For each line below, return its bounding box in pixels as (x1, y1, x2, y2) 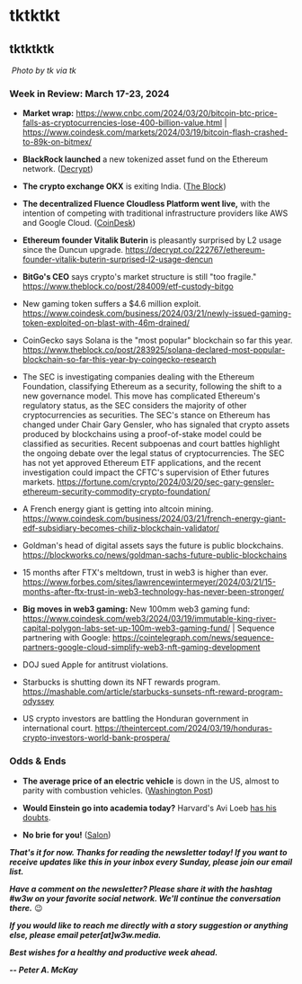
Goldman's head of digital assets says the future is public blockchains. (22, 541, 284, 551)
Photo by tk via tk (11, 65, 76, 76)
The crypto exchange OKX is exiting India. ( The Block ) (22, 181, 226, 192)
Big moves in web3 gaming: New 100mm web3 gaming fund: (22, 604, 250, 614)
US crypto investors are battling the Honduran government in (22, 713, 249, 724)
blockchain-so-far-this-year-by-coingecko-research (22, 354, 218, 365)
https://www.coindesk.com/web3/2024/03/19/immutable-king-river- (22, 613, 277, 624)
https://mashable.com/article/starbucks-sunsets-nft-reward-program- (22, 686, 283, 697)
